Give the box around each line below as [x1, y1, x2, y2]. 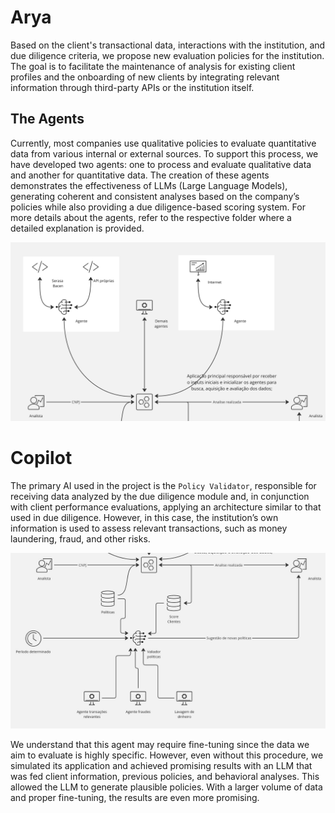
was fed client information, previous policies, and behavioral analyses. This [10, 770, 320, 782]
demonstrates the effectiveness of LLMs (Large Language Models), [10, 179, 288, 191]
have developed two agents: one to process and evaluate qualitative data [10, 158, 312, 170]
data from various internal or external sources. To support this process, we [10, 147, 319, 160]
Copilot [10, 447, 73, 470]
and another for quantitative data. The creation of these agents [10, 169, 270, 181]
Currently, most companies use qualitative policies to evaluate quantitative [10, 137, 317, 149]
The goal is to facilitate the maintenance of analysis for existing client [10, 60, 296, 72]
